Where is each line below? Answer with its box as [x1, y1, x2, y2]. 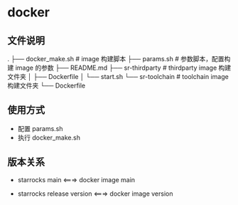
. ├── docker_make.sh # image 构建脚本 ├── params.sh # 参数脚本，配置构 [7, 55, 231, 63]
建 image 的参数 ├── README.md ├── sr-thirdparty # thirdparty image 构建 [7, 63, 232, 72]
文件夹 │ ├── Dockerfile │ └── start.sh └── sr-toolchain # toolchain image [7, 73, 229, 80]
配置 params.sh [17, 124, 63, 132]
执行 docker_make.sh [17, 133, 80, 142]
